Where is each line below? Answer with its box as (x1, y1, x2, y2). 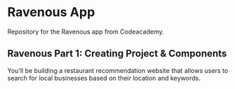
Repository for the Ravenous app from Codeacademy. (7, 27, 164, 36)
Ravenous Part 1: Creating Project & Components (7, 48, 227, 60)
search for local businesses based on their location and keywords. (7, 74, 201, 82)
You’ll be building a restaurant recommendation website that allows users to (7, 66, 229, 74)
